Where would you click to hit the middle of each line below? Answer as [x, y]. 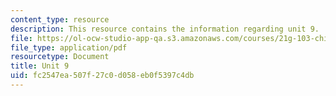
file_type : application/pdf [69, 47]
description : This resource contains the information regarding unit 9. [165, 29]
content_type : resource [60, 19]
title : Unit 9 [40, 66]
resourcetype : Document [60, 57]
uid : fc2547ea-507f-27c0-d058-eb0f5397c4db [102, 76]
